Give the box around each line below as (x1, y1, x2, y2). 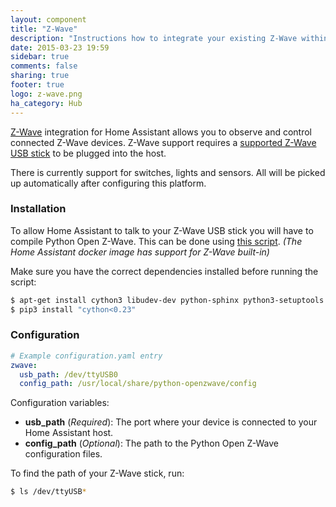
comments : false (10, 61, 78, 71)
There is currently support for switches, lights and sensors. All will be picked (10, 166, 326, 178)
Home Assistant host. (24, 427, 114, 439)
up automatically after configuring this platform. (10, 177, 207, 189)
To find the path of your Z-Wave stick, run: (10, 467, 185, 480)
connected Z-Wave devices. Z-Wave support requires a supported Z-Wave (10, 136, 317, 148)
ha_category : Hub (10, 98, 83, 108)
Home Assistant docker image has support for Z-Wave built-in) (10, 246, 270, 258)
